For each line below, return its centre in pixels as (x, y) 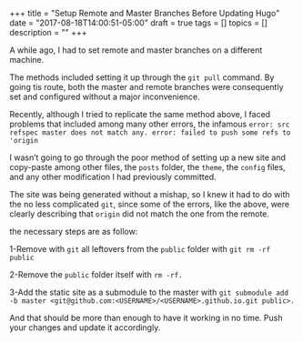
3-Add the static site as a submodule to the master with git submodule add (149, 292)
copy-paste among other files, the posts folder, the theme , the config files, (147, 167)
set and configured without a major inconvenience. (105, 96)
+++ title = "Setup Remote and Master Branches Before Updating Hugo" (145, 13)
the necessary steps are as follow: (74, 231)
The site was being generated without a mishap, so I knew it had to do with (150, 194)
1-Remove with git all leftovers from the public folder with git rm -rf (140, 249)
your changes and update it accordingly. (85, 327)
